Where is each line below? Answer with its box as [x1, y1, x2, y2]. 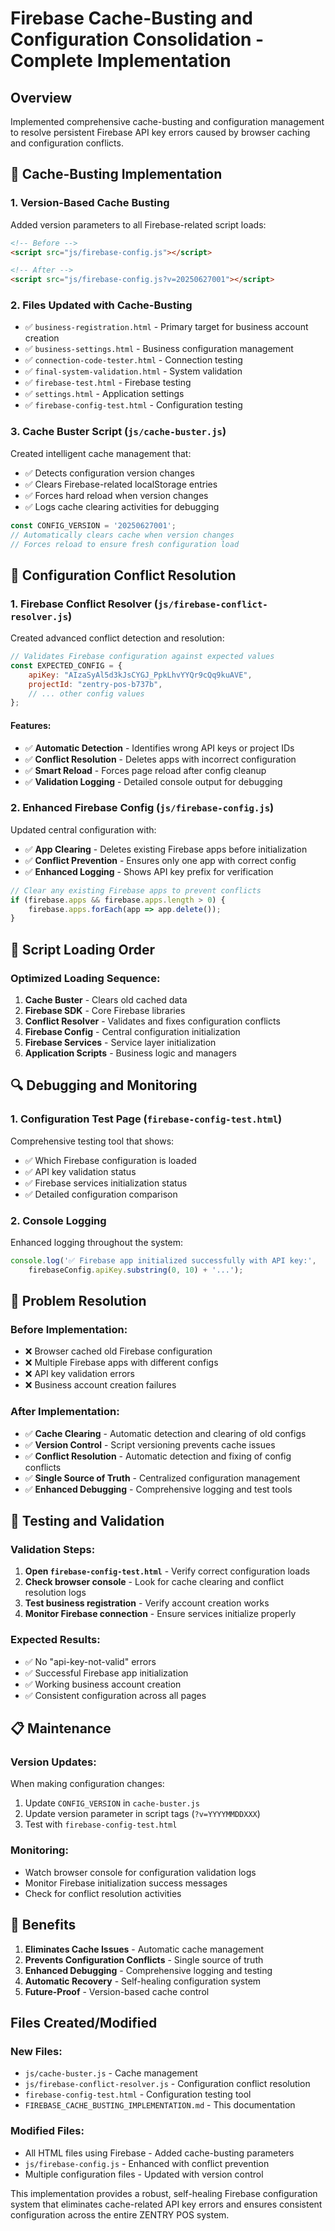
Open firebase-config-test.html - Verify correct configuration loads [24, 1565, 311, 1577]
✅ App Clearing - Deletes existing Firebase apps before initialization [24, 843, 308, 855]
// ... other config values [28, 688, 145, 699]
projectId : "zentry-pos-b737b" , [28, 679, 163, 689]
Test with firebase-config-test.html [24, 1818, 178, 1831]
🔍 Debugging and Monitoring [10, 1077, 198, 1094]
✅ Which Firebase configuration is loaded [24, 1154, 197, 1166]
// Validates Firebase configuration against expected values [10, 652, 275, 662]
